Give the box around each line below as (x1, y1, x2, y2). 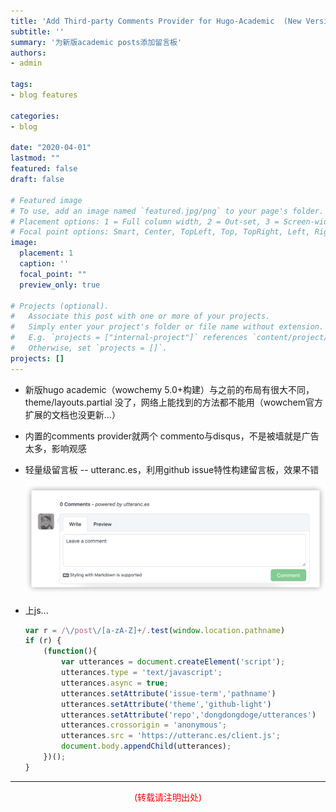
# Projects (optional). (10, 301, 110, 311)
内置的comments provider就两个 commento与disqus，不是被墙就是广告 (24, 430, 320, 442)
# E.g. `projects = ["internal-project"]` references (10, 333, 248, 343)
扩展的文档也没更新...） (24, 408, 121, 420)
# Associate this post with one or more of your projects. (10, 311, 271, 322)
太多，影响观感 (24, 442, 87, 454)
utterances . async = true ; (61, 678, 169, 688)
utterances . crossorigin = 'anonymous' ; (61, 720, 228, 730)
